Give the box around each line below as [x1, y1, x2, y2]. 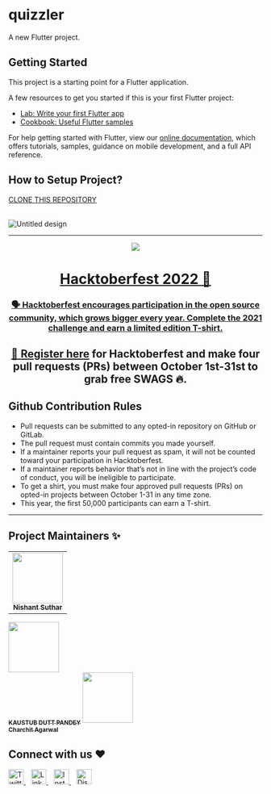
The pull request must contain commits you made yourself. [19, 438, 216, 448]
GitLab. [19, 429, 44, 439]
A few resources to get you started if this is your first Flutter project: [8, 93, 234, 102]
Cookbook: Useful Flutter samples [19, 117, 134, 127]
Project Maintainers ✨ [8, 529, 121, 543]
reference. [8, 149, 43, 159]
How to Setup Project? [8, 173, 123, 187]
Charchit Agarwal [8, 725, 59, 733]
